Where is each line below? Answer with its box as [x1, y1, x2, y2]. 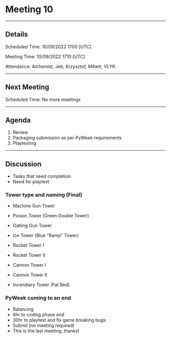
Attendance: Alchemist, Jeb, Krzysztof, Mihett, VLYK [5, 63, 116, 69]
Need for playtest [12, 179, 49, 185]
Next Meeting [5, 83, 49, 92]
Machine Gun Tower [12, 203, 55, 209]
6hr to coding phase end [12, 312, 65, 318]
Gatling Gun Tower [12, 222, 52, 229]
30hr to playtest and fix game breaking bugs [12, 317, 106, 323]
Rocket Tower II [12, 252, 46, 258]
